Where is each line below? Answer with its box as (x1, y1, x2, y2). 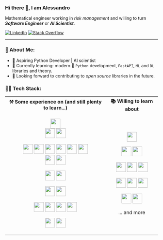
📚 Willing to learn (111, 98, 153, 105)
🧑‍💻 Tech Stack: (5, 85, 42, 91)
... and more (118, 209, 146, 216)
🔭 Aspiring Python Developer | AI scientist (12, 58, 96, 63)
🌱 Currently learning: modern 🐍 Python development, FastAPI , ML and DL (12, 62, 155, 68)
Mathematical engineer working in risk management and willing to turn (5, 15, 147, 21)
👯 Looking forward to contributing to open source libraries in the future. (12, 73, 155, 79)
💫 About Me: (5, 46, 35, 53)
